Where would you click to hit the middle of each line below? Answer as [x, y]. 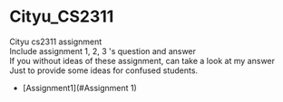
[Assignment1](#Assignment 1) [80, 88]
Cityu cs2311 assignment [56, 42]
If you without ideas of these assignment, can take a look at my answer [142, 60]
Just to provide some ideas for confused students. [103, 70]
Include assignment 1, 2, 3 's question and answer [103, 51]
